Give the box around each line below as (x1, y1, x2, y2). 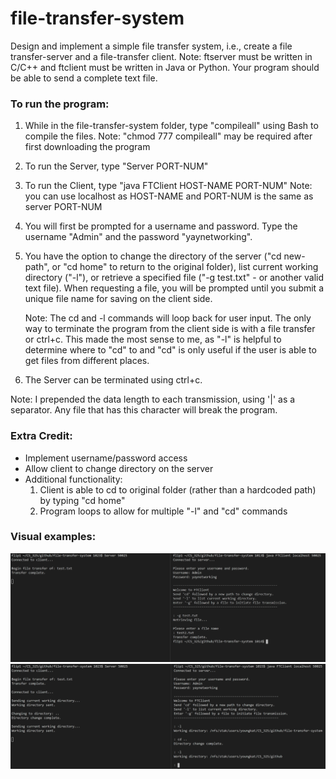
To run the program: (10, 97, 110, 111)
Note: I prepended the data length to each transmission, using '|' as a (10, 393, 296, 406)
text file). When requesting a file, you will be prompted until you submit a (24, 282, 324, 294)
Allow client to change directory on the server (24, 462, 214, 474)
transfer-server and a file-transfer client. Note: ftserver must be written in (10, 50, 313, 62)
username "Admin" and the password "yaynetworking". (24, 231, 253, 243)
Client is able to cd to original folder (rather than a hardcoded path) (39, 483, 317, 496)
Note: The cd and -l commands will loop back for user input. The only (24, 312, 312, 324)
